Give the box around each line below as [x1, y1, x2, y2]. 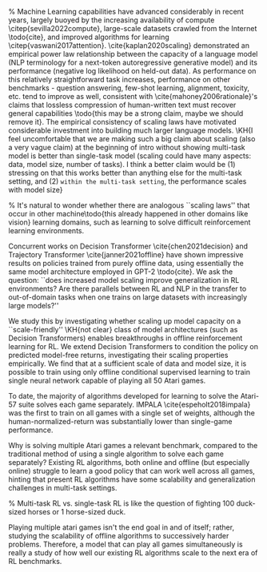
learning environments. [8, 226, 85, 235]
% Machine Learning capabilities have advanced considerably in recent [8, 7, 244, 16]
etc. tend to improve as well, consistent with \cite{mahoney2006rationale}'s [8, 92, 258, 101]
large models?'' [8, 301, 59, 310]
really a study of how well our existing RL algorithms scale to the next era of [8, 548, 258, 558]
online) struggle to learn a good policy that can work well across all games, [8, 467, 256, 475]
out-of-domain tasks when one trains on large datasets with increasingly [8, 292, 248, 302]
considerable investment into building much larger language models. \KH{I [8, 125, 253, 135]
